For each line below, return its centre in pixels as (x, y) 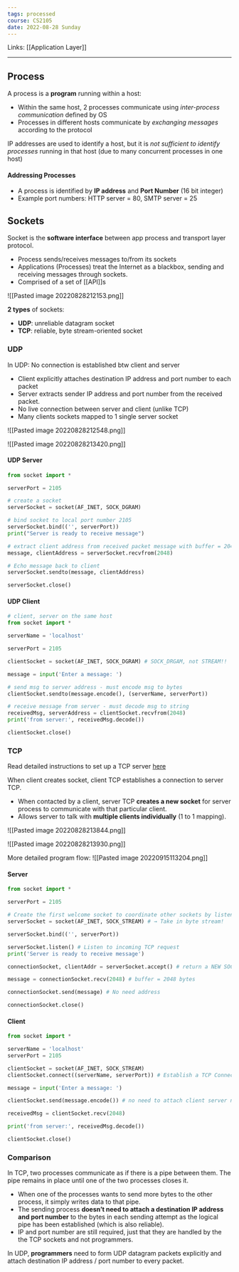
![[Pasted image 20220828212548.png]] (67, 430)
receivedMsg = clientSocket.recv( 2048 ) (67, 1113)
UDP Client (24, 601)
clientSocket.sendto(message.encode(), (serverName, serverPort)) (108, 694)
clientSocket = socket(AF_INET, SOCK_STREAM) (76, 1068)
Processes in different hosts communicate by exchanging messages (118, 122)
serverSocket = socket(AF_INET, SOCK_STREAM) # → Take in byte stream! (116, 921)
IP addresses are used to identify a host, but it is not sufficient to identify (114, 144)
